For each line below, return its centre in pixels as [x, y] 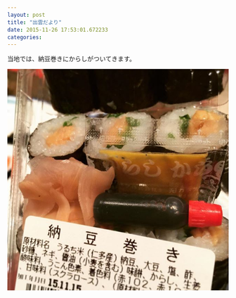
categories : [25, 37]
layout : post [26, 15]
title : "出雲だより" [34, 22]
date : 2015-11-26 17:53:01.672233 [58, 30]
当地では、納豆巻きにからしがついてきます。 [71, 59]
